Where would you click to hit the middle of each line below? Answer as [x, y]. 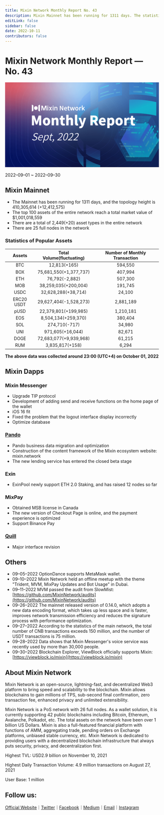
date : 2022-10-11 [23, 31]
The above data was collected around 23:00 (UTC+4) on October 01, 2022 [82, 356]
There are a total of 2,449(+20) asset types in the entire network [77, 223]
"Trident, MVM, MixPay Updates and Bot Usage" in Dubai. [70, 584]
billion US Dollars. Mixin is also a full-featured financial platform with [74, 725]
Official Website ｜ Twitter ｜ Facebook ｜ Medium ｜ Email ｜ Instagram [72, 807]
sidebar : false [20, 26]
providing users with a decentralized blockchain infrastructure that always [80, 741]
